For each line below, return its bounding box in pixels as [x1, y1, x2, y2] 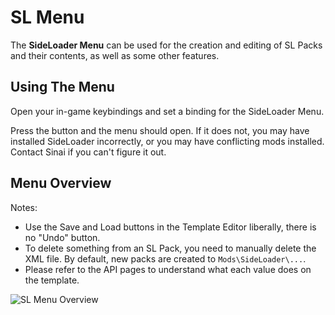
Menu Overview [10, 175, 112, 192]
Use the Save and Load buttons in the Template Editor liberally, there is [24, 221, 317, 233]
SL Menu [10, 6, 85, 29]
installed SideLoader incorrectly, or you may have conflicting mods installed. [10, 135, 325, 147]
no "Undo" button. [24, 231, 101, 243]
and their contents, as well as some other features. [10, 49, 220, 61]
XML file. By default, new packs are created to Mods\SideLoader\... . [24, 252, 307, 265]
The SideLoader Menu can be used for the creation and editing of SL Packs [10, 39, 323, 51]
